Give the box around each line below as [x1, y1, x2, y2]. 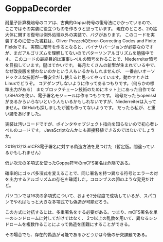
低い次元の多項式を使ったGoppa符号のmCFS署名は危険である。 [5, 160, 133, 166]
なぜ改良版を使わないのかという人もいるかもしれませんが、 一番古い [5, 68, 143, 74]
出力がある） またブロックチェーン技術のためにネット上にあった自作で [9, 86, 151, 92]
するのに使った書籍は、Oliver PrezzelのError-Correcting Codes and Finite [9, 37, 157, 44]
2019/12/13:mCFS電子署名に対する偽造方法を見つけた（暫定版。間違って [5, 143, 151, 149]
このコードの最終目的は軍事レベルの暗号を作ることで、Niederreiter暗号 [14, 56, 158, 62]
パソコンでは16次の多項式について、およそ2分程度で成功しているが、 [5, 192, 144, 198]
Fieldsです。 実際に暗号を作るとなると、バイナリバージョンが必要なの [5, 44, 145, 50]
